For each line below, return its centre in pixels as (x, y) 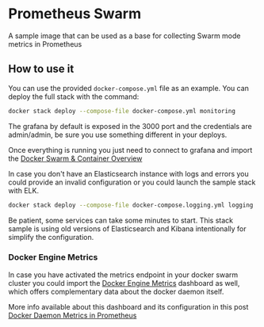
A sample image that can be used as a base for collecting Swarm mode (124, 36)
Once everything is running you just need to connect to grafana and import (130, 150)
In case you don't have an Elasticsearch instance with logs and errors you (129, 173)
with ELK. (24, 190)
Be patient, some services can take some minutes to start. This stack (121, 220)
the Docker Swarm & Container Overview (75, 158)
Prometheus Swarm (75, 14)
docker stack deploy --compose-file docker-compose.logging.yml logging (131, 205)
